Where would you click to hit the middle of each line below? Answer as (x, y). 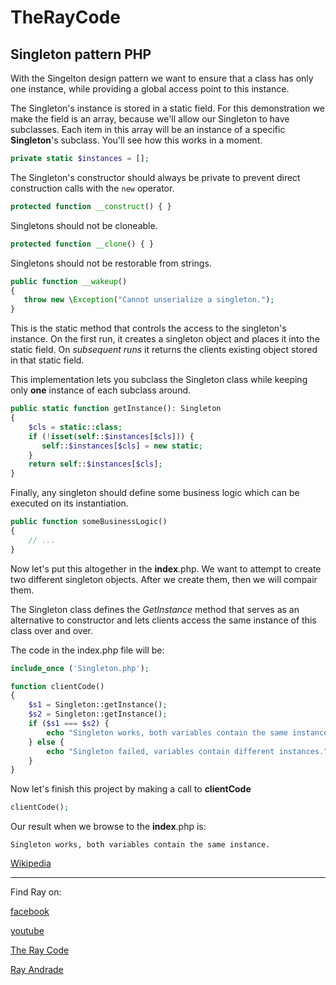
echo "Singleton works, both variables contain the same (167, 732)
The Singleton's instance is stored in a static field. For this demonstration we (167, 108)
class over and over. (52, 630)
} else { (46, 742)
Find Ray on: (36, 892)
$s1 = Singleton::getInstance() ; (98, 705)
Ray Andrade (37, 970)
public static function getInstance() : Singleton (116, 409)
